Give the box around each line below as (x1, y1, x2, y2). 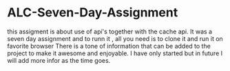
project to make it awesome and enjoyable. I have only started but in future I (7, 49, 223, 57)
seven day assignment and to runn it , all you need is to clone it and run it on (7, 34, 224, 42)
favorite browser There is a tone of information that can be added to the (7, 42, 211, 50)
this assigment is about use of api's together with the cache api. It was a (7, 27, 212, 35)
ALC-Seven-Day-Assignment (7, 5, 178, 20)
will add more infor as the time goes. (7, 56, 111, 64)
